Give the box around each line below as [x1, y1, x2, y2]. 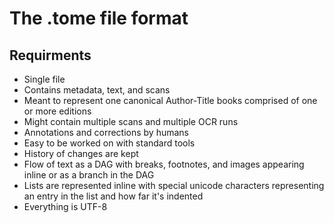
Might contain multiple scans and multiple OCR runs [23, 116, 239, 127]
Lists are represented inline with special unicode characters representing [23, 180, 325, 191]
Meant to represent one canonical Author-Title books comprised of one [23, 95, 318, 106]
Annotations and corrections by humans [23, 127, 190, 138]
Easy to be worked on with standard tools [23, 137, 196, 149]
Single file [23, 73, 66, 85]
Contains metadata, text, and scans [23, 84, 171, 96]
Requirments [9, 47, 92, 64]
